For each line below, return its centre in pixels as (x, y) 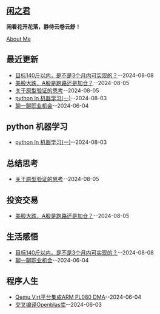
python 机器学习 (37, 127)
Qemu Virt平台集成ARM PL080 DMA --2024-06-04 (78, 297)
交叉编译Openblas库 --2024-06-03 (58, 304)
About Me (19, 39)
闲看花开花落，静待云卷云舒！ (43, 27)
